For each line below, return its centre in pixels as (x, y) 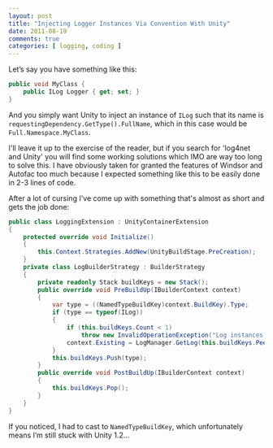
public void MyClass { (47, 85)
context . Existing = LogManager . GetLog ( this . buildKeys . (161, 342)
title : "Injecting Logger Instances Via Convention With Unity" (119, 24)
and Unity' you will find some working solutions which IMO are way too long (135, 156)
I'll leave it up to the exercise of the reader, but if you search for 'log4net (130, 148)
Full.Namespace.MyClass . (50, 132)
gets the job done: (39, 207)
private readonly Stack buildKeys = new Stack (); (123, 282)
